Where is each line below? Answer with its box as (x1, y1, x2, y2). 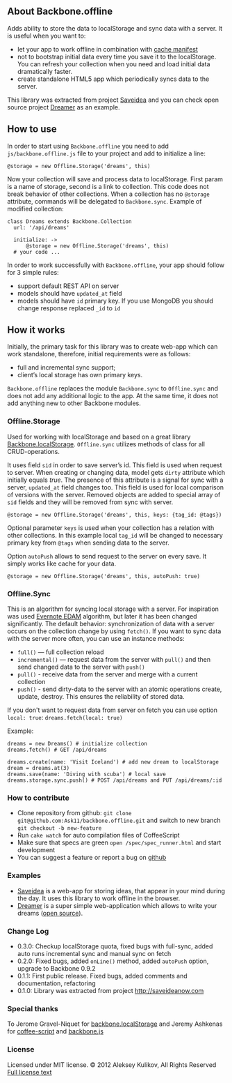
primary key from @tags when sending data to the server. (7, 538, 169, 547)
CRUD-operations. (7, 447, 60, 455)
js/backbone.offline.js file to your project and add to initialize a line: (7, 149, 206, 158)
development (17, 846, 56, 854)
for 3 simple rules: (7, 268, 59, 276)
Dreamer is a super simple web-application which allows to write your (17, 901, 217, 909)
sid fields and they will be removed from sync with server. (7, 498, 174, 506)
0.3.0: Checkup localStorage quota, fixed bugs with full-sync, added (17, 941, 213, 951)
